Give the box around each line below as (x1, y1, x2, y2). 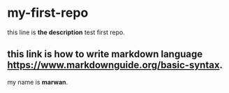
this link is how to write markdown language (7, 48, 203, 60)
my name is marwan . (7, 78, 68, 86)
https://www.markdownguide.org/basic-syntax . (7, 59, 223, 71)
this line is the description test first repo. (7, 28, 126, 36)
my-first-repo (7, 5, 89, 21)
